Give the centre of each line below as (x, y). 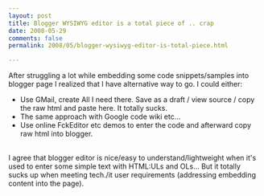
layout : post (30, 16)
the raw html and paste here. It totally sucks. (93, 108)
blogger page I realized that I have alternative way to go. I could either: (126, 84)
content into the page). (46, 184)
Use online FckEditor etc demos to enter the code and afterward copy (136, 125)
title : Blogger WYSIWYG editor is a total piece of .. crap (111, 23)
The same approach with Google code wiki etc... (100, 116)
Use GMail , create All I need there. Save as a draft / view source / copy (137, 100)
